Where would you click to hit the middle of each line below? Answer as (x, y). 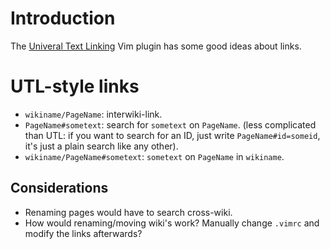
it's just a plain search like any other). (101, 146)
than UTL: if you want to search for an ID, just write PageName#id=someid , (172, 135)
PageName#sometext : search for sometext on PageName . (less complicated (170, 124)
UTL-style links (75, 86)
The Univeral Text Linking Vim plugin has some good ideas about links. (156, 46)
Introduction (63, 18)
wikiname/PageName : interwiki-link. (93, 114)
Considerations (59, 188)
